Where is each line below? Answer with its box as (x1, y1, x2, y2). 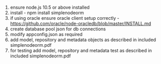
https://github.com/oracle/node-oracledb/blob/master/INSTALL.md (10, 20, 151, 26)
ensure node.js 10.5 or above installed (10, 5, 90, 10)
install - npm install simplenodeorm (10, 10, 84, 16)
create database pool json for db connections (10, 26, 106, 32)
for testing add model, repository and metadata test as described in (10, 48, 152, 53)
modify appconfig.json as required (10, 31, 83, 37)
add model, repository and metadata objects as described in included (10, 37, 156, 43)
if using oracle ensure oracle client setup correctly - (10, 15, 120, 21)
